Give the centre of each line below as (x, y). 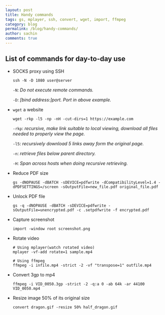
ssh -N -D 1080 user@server (42, 80)
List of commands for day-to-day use (65, 59)
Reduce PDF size (30, 173)
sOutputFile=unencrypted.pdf (43, 210)
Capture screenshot (34, 219)
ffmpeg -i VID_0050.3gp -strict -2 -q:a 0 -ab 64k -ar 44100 (79, 284)
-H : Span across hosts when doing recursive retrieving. (70, 163)
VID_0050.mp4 (26, 288)
